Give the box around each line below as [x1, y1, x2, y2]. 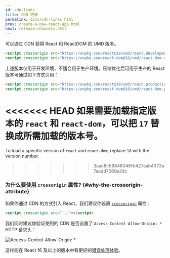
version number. [5, 153, 39, 159]
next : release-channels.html [5, 26, 67, 31]
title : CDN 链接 [5, 12, 38, 17]
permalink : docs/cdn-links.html [5, 17, 73, 22]
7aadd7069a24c [93, 168, 127, 174]
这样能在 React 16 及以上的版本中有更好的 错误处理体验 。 [5, 247, 123, 253]
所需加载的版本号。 [23, 130, 103, 142]
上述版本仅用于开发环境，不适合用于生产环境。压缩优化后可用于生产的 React [5, 65, 165, 71]
